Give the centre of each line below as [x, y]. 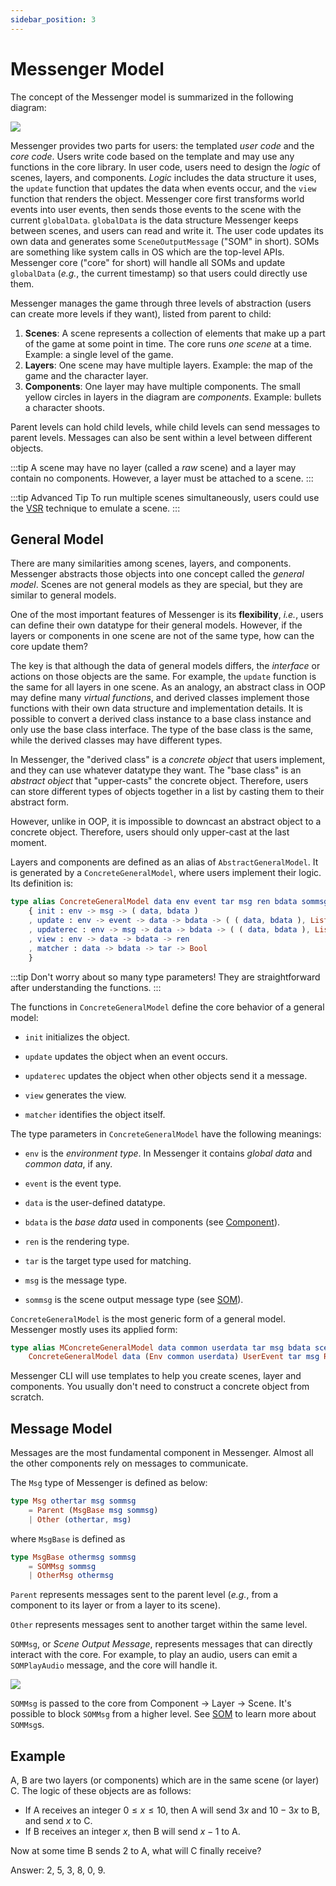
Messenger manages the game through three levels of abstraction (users [161, 303]
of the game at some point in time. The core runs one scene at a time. [168, 343]
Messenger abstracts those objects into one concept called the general [157, 574]
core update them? [49, 647]
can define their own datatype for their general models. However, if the [156, 625]
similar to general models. [63, 595]
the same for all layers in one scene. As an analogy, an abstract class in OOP [168, 687]
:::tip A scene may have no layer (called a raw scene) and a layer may [153, 467]
